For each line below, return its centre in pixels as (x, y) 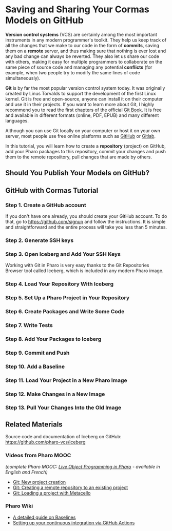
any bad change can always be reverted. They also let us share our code (82, 56)
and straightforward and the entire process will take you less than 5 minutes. (86, 227)
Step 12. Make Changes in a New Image (55, 394)
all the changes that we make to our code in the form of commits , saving (82, 45)
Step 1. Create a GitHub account (46, 205)
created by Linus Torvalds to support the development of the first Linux (81, 93)
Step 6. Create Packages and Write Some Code (65, 311)
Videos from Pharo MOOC (38, 456)
